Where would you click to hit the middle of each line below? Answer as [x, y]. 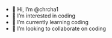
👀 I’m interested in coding [44, 16]
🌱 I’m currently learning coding [50, 22]
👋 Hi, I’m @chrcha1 [35, 9]
